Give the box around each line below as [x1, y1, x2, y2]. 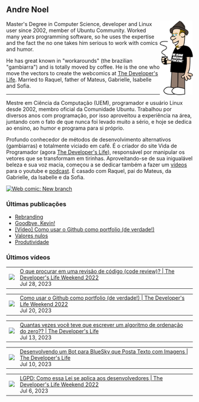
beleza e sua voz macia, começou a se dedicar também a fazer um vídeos [6, 161, 188, 168]
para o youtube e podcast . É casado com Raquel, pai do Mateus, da [6, 167, 172, 174]
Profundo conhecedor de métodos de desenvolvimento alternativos [6, 136, 171, 143]
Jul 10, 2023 [20, 361, 52, 368]
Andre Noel [6, 5, 49, 15]
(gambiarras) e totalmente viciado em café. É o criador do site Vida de [6, 142, 178, 149]
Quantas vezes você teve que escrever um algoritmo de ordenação [20, 321, 184, 328]
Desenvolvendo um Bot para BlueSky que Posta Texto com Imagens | [20, 348, 188, 355]
